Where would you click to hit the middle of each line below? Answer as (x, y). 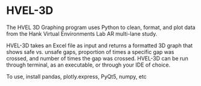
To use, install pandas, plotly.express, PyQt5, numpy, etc (76, 76)
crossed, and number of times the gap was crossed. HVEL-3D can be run (97, 58)
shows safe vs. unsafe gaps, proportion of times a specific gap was (90, 51)
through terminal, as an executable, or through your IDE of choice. (88, 65)
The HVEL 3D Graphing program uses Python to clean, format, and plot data (101, 27)
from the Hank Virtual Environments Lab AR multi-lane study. (82, 33)
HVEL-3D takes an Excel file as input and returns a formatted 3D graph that (100, 45)
